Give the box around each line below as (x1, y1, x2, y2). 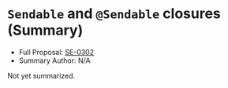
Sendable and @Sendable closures (7, 5, 222, 23)
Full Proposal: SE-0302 (18, 47, 95, 57)
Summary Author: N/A (18, 56, 92, 65)
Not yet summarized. (7, 71, 76, 80)
